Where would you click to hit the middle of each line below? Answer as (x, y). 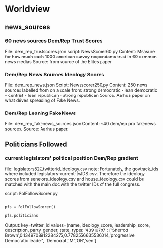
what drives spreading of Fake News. (42, 100)
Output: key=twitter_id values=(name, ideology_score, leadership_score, (78, 225)
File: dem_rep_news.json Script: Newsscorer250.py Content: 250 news (76, 85)
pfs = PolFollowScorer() (30, 207)
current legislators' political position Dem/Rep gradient (71, 158)
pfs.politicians (21, 216)
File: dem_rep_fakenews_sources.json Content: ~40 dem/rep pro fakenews (81, 124)
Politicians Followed (36, 144)
